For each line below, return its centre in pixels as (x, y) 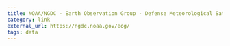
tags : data (23, 32)
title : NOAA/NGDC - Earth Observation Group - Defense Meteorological (110, 13)
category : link (29, 20)
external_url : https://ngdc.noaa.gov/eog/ (68, 26)
